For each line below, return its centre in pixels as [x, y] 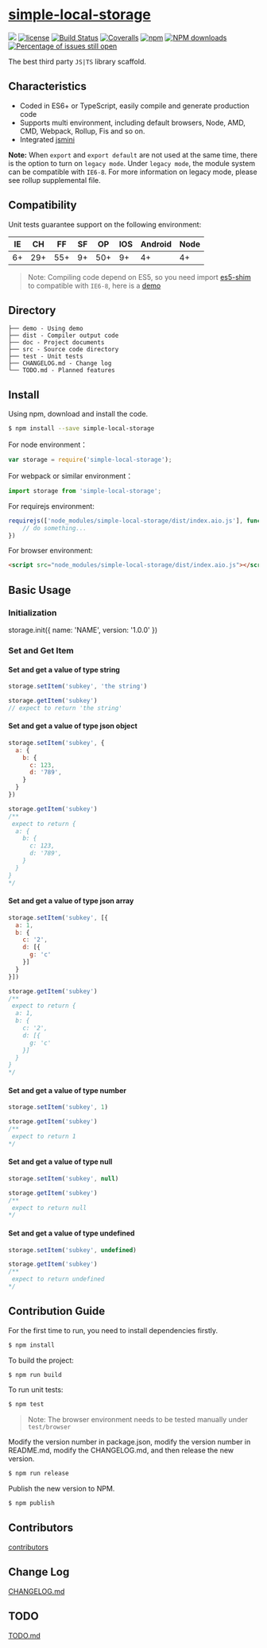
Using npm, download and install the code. [78, 414]
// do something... [55, 528]
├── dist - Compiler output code [64, 335]
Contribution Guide [57, 1311]
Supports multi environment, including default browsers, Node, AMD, [133, 122]
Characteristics [48, 86]
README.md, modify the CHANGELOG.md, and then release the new [121, 1450]
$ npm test [26, 1405]
